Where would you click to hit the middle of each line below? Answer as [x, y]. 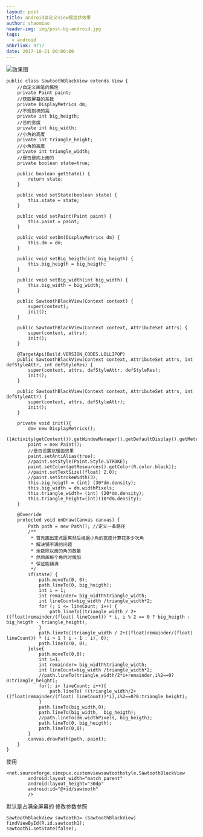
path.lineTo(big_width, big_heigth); [87, 712]
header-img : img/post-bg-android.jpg [54, 29]
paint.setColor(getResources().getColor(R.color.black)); [102, 467]
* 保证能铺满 [45, 564]
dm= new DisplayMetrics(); [62, 428]
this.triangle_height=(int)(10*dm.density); [85, 499]
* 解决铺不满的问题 [51, 544]
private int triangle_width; [54, 151]
